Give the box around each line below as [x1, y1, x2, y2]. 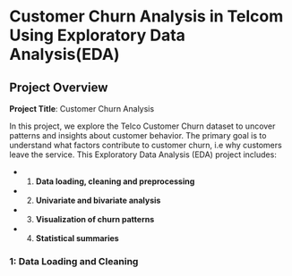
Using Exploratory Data [9, 25, 186, 46]
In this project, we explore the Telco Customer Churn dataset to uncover [9, 121, 276, 131]
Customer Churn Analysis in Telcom [9, 6, 284, 27]
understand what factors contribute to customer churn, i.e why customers [9, 140, 282, 150]
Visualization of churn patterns [35, 214, 155, 224]
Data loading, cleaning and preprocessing [35, 176, 195, 187]
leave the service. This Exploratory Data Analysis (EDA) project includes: [9, 149, 278, 160]
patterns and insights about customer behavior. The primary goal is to [9, 130, 267, 140]
